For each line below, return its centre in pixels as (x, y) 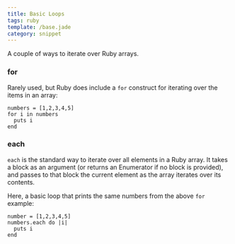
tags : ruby (23, 21)
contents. (21, 182)
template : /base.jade (39, 27)
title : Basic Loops (36, 14)
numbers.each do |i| (38, 222)
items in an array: (33, 95)
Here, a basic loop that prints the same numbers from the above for (106, 196)
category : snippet (34, 34)
